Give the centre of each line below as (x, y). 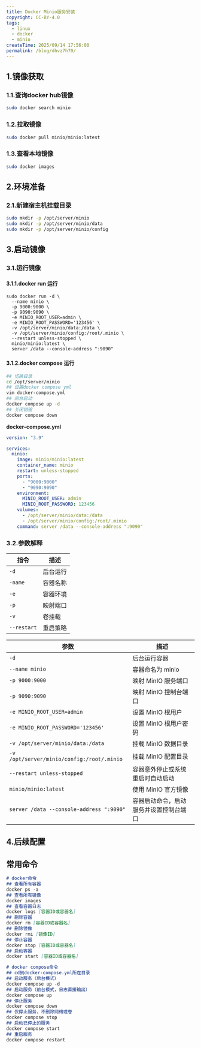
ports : (25, 476)
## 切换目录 (19, 376)
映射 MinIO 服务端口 (160, 680)
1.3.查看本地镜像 (30, 154)
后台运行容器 (150, 658)
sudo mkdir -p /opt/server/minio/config (57, 229)
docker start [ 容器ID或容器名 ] (42, 957)
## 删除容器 (19, 918)
